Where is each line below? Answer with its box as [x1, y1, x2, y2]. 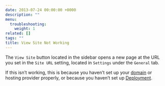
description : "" [5, 12, 40, 17]
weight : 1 [14, 26, 36, 31]
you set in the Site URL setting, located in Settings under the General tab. [5, 59, 159, 66]
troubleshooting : [10, 21, 47, 27]
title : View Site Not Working [5, 40, 70, 46]
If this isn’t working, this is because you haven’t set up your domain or [5, 69, 152, 75]
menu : [5, 17, 17, 22]
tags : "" [5, 36, 24, 41]
